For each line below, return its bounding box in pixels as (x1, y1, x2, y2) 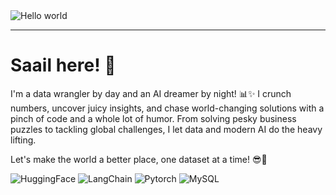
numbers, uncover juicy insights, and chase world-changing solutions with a (10, 102, 325, 114)
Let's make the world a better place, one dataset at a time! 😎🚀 (10, 153, 268, 165)
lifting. (10, 134, 37, 146)
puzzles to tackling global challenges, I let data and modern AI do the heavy (10, 123, 323, 135)
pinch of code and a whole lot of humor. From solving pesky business (10, 112, 297, 124)
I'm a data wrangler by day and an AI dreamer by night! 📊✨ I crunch (10, 87, 292, 99)
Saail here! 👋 (10, 54, 117, 77)
